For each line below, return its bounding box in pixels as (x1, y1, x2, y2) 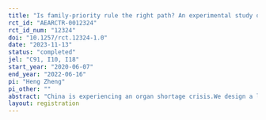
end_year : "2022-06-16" (8, 70, 87, 78)
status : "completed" (8, 48, 77, 56)
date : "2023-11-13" (8, 41, 73, 49)
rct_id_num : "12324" (8, 26, 77, 34)
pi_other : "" (8, 84, 51, 93)
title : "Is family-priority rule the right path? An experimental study (8, 11, 253, 20)
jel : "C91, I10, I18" (8, 56, 80, 64)
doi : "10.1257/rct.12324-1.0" (8, 33, 108, 42)
